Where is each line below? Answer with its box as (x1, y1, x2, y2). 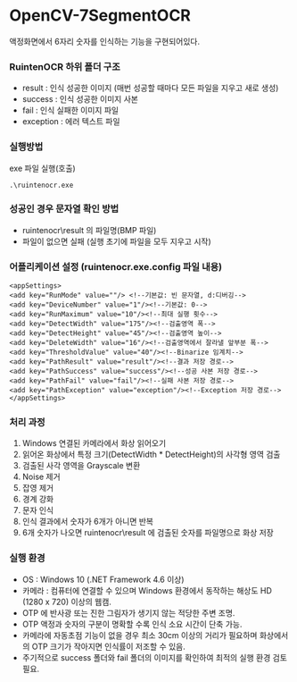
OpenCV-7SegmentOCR (9, 5, 192, 26)
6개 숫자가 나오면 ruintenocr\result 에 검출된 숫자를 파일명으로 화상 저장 (21, 527, 274, 538)
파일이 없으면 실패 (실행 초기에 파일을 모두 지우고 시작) (21, 236, 211, 247)
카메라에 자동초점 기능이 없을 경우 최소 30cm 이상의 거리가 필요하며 (21, 629, 258, 640)
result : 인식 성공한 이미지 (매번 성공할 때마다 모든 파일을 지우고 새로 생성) (21, 82, 279, 94)
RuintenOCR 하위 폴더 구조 (9, 60, 120, 72)
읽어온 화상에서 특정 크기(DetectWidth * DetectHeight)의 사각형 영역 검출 (21, 449, 281, 460)
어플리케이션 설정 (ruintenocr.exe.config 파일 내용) (9, 260, 223, 273)
